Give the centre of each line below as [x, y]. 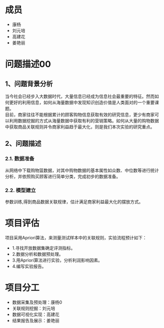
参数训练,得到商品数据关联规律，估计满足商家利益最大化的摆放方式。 [74, 202]
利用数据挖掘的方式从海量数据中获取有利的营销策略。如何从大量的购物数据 [84, 120]
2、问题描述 [23, 144]
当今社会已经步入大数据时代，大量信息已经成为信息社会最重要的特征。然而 [80, 96]
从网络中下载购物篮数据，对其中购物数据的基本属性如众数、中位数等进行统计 [82, 170]
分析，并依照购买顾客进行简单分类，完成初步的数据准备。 [63, 176]
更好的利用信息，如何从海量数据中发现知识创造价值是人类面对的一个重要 [82, 102]
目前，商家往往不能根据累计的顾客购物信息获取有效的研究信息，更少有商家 [80, 115]
